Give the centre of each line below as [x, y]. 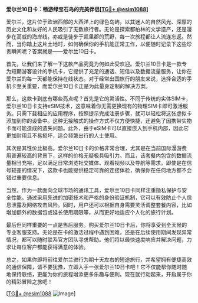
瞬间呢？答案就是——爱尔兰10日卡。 [55, 51]
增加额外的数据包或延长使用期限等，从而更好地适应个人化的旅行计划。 [91, 212]
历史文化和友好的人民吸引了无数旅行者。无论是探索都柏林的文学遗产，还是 [96, 29]
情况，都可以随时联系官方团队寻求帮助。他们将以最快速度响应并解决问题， [96, 240]
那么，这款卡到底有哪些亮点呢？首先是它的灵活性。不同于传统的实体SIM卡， [99, 99]
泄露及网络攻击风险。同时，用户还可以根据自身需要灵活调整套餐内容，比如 [101, 205]
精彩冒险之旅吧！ [32, 282]
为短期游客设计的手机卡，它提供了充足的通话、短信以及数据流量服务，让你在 [99, 71]
